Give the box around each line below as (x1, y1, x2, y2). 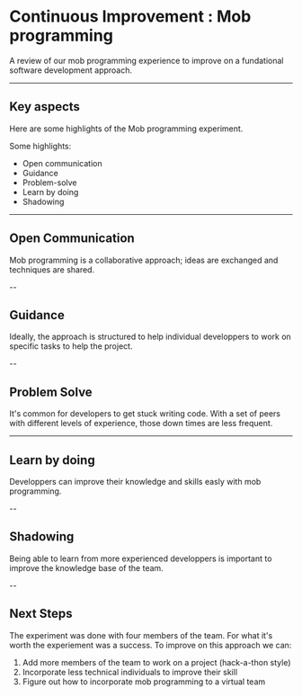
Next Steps (9, 606, 73, 621)
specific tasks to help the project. (9, 341, 133, 352)
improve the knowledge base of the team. (9, 562, 164, 573)
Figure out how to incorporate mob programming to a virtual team (22, 676, 266, 687)
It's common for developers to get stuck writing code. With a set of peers (9, 408, 281, 419)
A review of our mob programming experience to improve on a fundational (9, 55, 284, 66)
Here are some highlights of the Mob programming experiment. (9, 123, 244, 134)
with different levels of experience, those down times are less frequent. (9, 418, 273, 429)
